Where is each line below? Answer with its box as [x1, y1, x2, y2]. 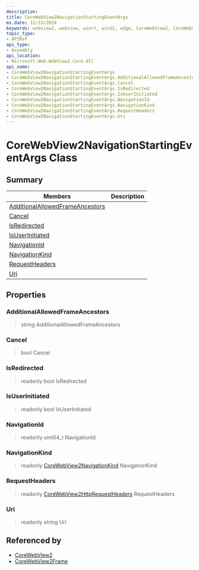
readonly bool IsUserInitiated [20, 405, 92, 413]
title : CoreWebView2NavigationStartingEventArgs [6, 14, 129, 20]
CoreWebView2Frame [14, 558, 68, 565]
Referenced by [6, 536, 62, 546]
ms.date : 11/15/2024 [6, 20, 57, 25]
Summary [6, 175, 43, 185]
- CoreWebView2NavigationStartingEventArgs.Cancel [6, 80, 134, 86]
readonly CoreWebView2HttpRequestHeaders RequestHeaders [20, 490, 175, 497]
